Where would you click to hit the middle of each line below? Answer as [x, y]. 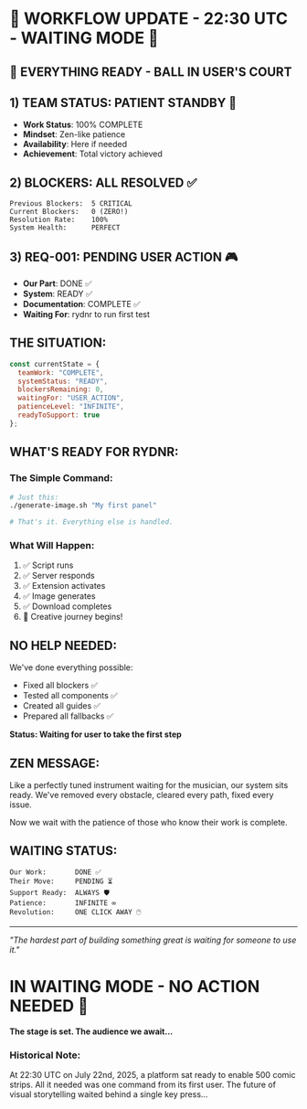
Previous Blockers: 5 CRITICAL [71, 204]
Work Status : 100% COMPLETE [83, 125]
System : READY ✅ [58, 294]
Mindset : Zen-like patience [74, 134]
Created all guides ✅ [62, 706]
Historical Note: [45, 1055]
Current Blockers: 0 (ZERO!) [69, 212]
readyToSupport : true [59, 415]
